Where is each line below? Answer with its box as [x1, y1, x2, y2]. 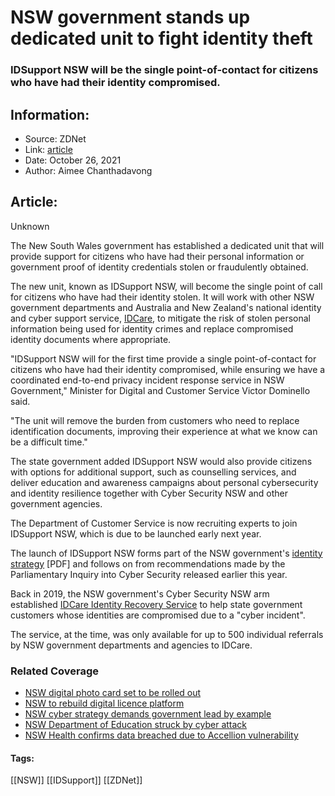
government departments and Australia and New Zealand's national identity [10, 301, 322, 313]
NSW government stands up [10, 6, 251, 29]
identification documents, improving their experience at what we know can [10, 425, 318, 437]
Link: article [24, 143, 73, 155]
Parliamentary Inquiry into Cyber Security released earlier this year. [10, 568, 288, 580]
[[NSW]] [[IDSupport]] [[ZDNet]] [10, 774, 143, 786]
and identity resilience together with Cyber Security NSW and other [10, 487, 288, 499]
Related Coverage [10, 664, 100, 678]
